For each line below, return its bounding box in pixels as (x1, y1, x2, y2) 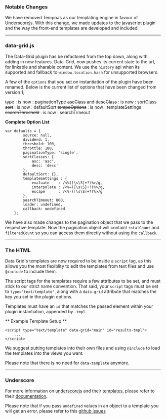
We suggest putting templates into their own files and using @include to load (5, 345, 161, 351)
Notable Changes (5, 3, 48, 10)
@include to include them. (5, 268, 57, 274)
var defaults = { (5, 128, 41, 133)
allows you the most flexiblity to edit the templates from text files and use (5, 263, 154, 269)
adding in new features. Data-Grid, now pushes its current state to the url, (5, 58, 156, 65)
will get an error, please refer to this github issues (5, 408, 106, 414)
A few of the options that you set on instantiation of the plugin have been (5, 79, 154, 84)
